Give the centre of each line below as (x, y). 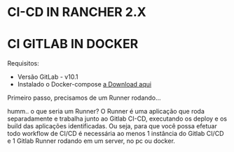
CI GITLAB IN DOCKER (73, 44)
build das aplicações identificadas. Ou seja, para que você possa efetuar (112, 126)
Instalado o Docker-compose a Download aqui (84, 84)
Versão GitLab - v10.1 (48, 77)
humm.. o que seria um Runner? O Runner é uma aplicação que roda (106, 112)
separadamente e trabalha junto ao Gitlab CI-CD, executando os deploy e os (117, 119)
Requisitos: (23, 63)
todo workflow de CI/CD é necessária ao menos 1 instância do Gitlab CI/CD (116, 134)
